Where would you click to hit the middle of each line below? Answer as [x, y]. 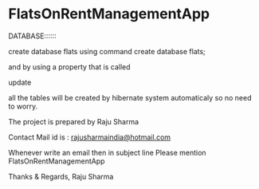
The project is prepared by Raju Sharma [74, 121]
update [20, 82]
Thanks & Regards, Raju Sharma [61, 176]
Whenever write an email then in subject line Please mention [107, 152]
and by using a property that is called [69, 67]
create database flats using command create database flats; [107, 51]
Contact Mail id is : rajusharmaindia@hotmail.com [90, 137]
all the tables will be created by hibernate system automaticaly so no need [130, 97]
